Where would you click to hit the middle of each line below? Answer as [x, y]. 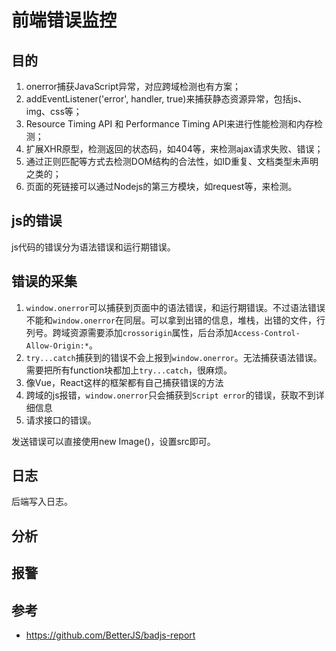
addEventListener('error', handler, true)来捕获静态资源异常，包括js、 [166, 99]
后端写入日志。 [42, 502]
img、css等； [54, 111]
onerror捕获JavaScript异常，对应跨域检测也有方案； [133, 86]
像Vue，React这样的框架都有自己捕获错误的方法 [124, 382]
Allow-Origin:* [57, 346]
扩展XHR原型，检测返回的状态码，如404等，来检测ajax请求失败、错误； [174, 149]
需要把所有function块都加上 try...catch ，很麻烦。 [129, 370]
